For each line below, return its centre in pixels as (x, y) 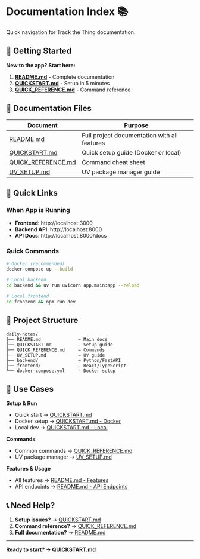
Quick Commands (33, 251)
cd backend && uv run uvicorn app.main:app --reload (73, 285)
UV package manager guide (121, 172)
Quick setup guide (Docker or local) (132, 152)
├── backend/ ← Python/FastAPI (63, 360)
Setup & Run (22, 403)
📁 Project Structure (42, 320)
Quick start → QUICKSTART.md (53, 415)
